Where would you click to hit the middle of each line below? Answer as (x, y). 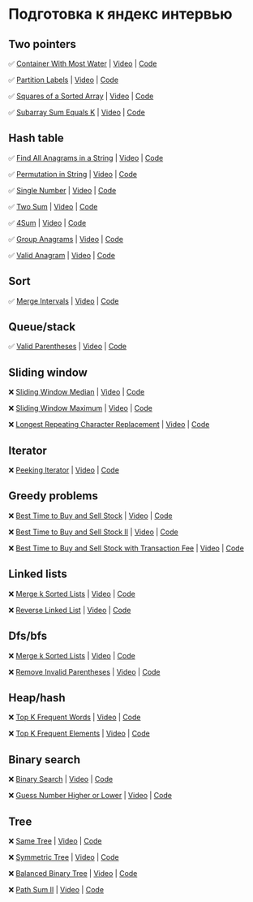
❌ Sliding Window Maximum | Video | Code (80, 408)
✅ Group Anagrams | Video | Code (66, 239)
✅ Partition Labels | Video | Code (64, 80)
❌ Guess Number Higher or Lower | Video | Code (90, 796)
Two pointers (43, 44)
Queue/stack (42, 327)
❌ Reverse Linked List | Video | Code (70, 610)
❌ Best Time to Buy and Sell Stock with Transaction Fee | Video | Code (126, 548)
